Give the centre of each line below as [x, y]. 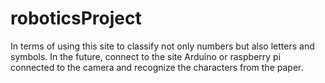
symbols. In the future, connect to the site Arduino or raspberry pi [146, 56]
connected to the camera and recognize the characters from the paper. [157, 67]
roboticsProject [76, 18]
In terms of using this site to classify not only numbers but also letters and [162, 46]
